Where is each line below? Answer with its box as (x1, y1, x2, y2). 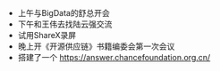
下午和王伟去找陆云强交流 (17, 19, 113, 29)
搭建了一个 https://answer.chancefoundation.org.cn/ (17, 52, 211, 62)
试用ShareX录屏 (17, 30, 77, 40)
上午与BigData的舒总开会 (17, 8, 110, 18)
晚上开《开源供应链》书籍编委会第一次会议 (17, 41, 175, 51)
